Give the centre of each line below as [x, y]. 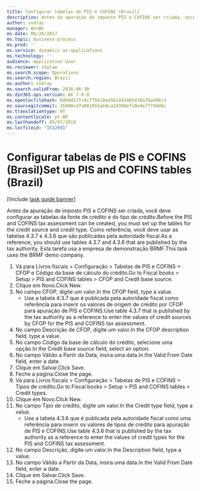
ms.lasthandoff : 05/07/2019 [42, 123]
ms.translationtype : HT [36, 111]
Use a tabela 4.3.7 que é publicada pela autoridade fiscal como [101, 298]
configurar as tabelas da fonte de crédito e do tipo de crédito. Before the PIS [99, 217]
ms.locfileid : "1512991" [37, 128]
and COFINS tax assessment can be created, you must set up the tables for [99, 223]
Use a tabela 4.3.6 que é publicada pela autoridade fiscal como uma [107, 418]
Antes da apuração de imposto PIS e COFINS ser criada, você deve [89, 210]
